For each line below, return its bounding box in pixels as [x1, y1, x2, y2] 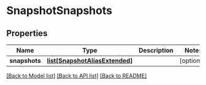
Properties [6, 28, 48, 39]
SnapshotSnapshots [6, 4, 112, 18]
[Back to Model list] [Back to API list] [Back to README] [6, 72, 147, 79]
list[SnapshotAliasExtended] [47, 56, 133, 65]
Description [139, 46, 174, 54]
